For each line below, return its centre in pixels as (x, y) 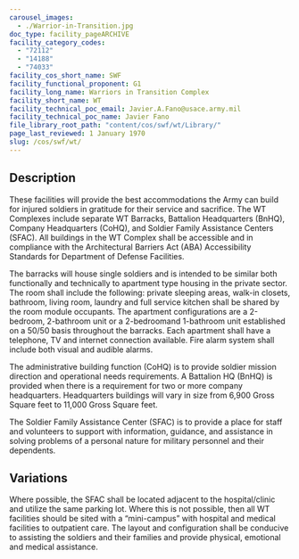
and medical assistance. (54, 547)
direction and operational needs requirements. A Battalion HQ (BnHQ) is (141, 376)
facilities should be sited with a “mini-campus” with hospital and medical (143, 519)
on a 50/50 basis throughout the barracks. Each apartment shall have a (140, 330)
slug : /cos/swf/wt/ (46, 142)
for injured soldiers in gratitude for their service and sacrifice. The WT (138, 209)
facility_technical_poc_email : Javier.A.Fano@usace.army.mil (125, 109)
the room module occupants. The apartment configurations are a (129, 311)
